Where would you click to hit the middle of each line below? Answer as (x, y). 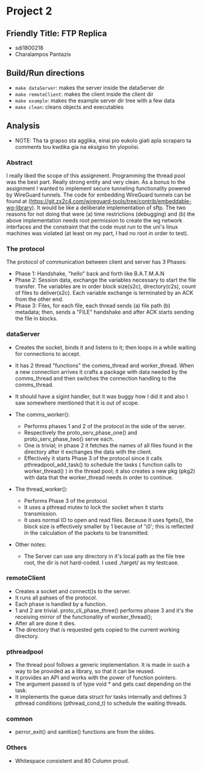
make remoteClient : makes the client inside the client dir (84, 94)
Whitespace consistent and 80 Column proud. (72, 760)
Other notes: (30, 544)
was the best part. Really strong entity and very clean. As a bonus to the (96, 181)
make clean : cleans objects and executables (69, 107)
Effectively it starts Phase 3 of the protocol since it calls (93, 458)
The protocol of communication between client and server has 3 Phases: (96, 262)
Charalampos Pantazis (43, 54)
